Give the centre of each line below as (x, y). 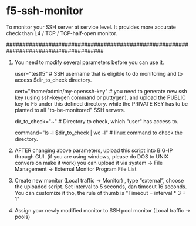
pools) (22, 217)
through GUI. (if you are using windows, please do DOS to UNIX (92, 156)
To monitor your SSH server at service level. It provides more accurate (91, 27)
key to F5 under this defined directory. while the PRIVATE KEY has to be (101, 103)
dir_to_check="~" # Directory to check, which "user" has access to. (97, 121)
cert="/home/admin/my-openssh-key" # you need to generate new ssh (101, 91)
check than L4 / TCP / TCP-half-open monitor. (62, 33)
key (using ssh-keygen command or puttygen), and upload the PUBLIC (100, 97)
